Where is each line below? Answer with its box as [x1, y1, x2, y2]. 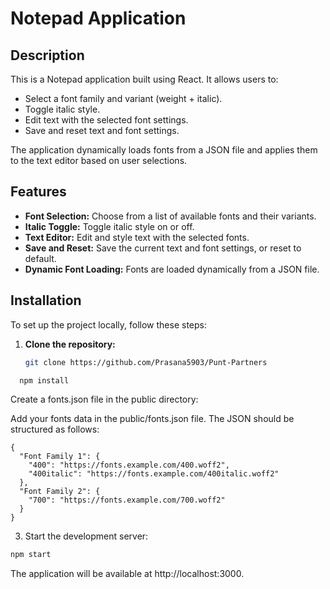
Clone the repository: [24, 338, 116, 350]
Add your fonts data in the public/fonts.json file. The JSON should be [10, 413, 295, 425]
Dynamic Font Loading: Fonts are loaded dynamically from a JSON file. [24, 263, 320, 275]
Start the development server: [24, 530, 149, 542]
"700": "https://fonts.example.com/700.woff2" [28, 495, 226, 506]
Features [10, 183, 67, 201]
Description [10, 47, 85, 64]
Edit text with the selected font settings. [24, 114, 189, 126]
